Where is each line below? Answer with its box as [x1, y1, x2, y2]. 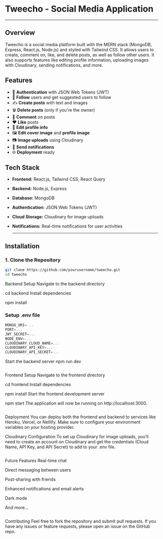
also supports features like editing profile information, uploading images [5, 57, 149, 63]
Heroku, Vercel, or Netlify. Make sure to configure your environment [5, 419, 141, 425]
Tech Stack [5, 163, 40, 172]
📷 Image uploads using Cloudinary [12, 137, 83, 143]
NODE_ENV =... [5, 336, 32, 341]
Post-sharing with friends [5, 476, 56, 482]
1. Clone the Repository [5, 256, 61, 263]
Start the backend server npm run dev [5, 359, 81, 364]
